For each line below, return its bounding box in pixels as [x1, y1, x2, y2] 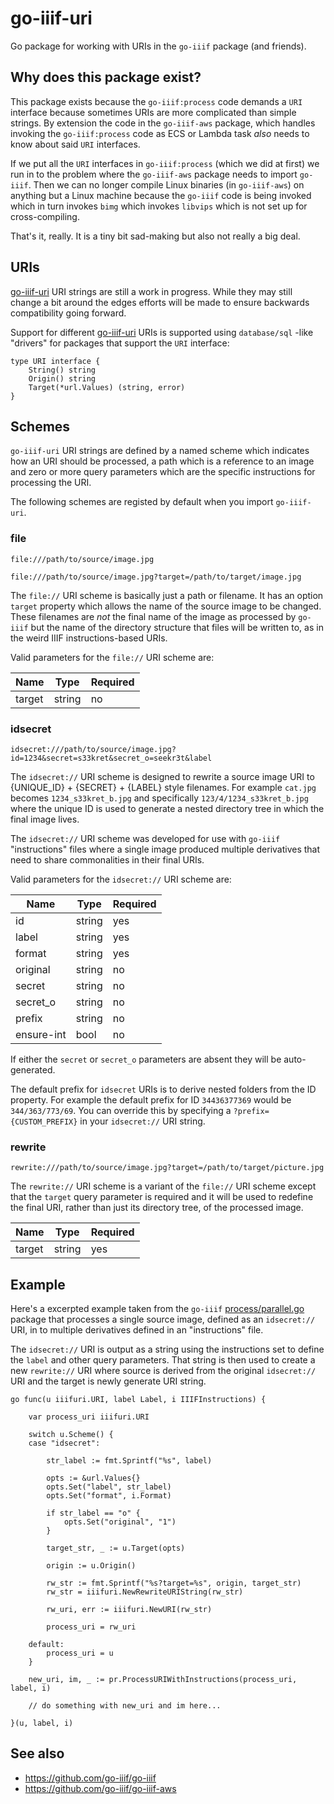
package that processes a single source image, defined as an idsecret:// [10, 1313, 316, 1326]
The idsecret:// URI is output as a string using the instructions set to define [10, 1343, 325, 1356]
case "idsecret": [28, 1438, 101, 1449]
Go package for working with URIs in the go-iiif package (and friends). [10, 40, 307, 52]
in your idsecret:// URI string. [79, 1115, 206, 1127]
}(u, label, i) [10, 1718, 74, 1729]
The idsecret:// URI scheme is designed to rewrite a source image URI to [10, 770, 315, 782]
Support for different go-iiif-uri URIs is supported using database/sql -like [10, 326, 314, 338]
